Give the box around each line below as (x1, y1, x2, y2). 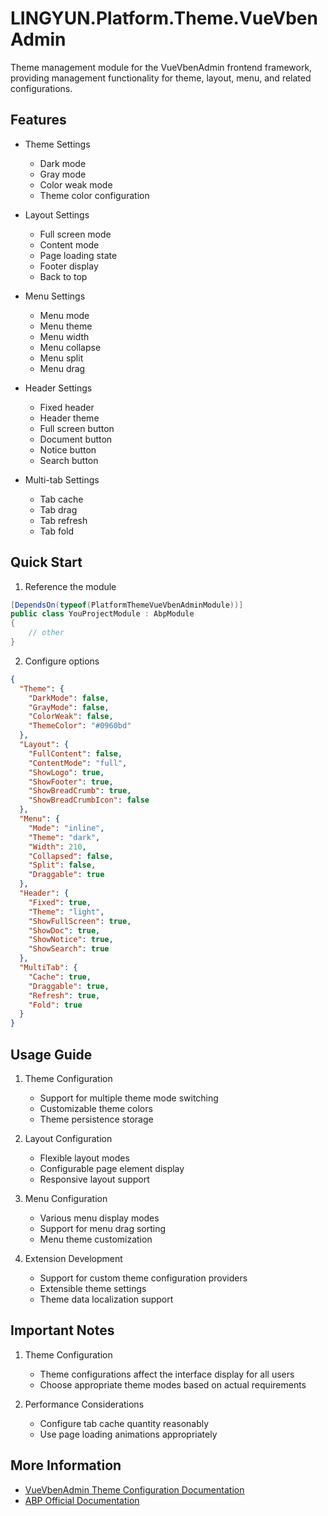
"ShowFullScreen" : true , (28, 916, 132, 926)
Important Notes (10, 1322, 115, 1339)
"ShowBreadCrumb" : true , (28, 786, 132, 796)
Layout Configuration (24, 1133, 113, 1144)
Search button (39, 454, 99, 466)
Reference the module (24, 580, 117, 592)
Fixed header (39, 401, 95, 413)
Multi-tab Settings (24, 473, 100, 486)
